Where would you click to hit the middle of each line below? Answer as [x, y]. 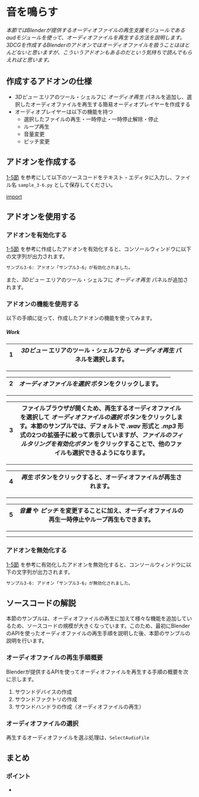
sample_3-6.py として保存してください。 [67, 185]
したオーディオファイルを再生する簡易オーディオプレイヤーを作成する [105, 104]
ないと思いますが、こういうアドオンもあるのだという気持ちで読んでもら [104, 52]
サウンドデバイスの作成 [43, 691]
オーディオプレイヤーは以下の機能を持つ [64, 112]
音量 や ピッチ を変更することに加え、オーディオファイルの [102, 511]
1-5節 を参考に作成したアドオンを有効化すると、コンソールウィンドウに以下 [99, 249]
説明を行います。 [27, 641]
